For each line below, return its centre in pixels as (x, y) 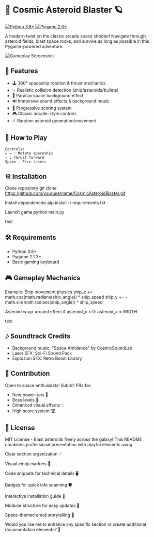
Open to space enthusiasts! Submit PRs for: (48, 385)
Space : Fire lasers (26, 162)
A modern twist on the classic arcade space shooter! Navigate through (76, 36)
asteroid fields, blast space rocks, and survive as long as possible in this (77, 41)
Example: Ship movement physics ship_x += (49, 292)
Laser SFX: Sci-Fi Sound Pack (42, 353)
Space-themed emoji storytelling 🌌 (40, 515)
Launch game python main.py (35, 212)
